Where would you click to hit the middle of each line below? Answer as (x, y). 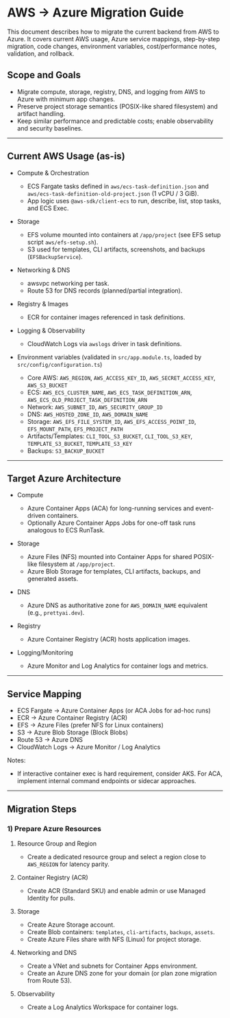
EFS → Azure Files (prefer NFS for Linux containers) (90, 725)
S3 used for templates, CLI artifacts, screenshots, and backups (116, 249)
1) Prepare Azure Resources (54, 828)
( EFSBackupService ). (55, 256)
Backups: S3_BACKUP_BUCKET (66, 451)
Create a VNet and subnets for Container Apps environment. (112, 966)
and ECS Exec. (48, 208)
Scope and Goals (44, 75)
